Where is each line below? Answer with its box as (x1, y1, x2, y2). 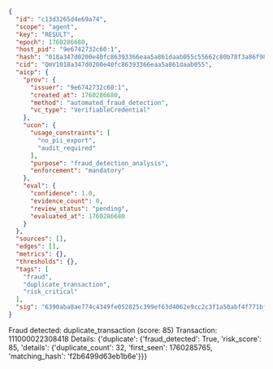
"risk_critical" (23, 288, 79, 297)
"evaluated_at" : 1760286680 (29, 212, 126, 220)
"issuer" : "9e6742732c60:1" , (29, 83, 129, 91)
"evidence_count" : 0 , (29, 196, 104, 205)
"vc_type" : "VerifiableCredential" (29, 106, 151, 114)
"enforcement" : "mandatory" (29, 167, 126, 175)
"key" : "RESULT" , (15, 30, 75, 38)
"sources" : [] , (15, 235, 67, 244)
